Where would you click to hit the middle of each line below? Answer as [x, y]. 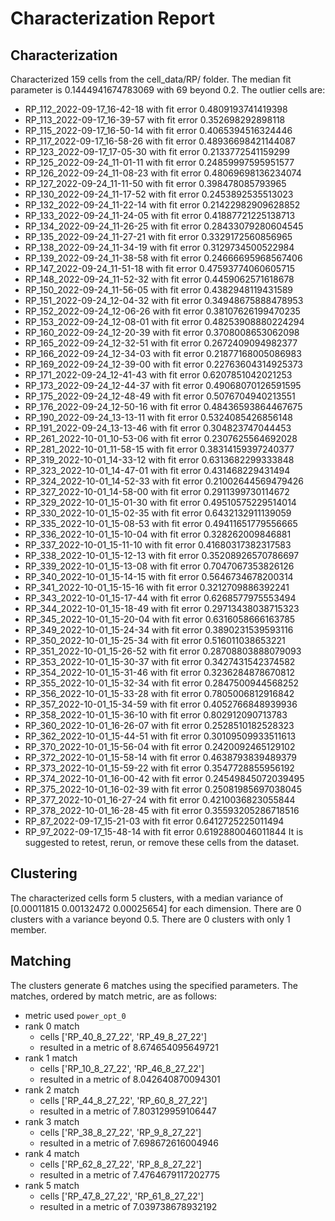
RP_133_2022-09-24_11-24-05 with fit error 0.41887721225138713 [160, 215]
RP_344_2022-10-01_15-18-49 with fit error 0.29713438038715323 [162, 608]
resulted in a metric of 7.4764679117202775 [130, 1174]
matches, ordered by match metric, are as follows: [114, 996]
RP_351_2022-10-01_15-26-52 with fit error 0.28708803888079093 [163, 651]
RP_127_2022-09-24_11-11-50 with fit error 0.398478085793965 [155, 183]
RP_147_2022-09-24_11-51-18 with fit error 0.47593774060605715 [160, 268]
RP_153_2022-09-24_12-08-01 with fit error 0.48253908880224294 [164, 321]
